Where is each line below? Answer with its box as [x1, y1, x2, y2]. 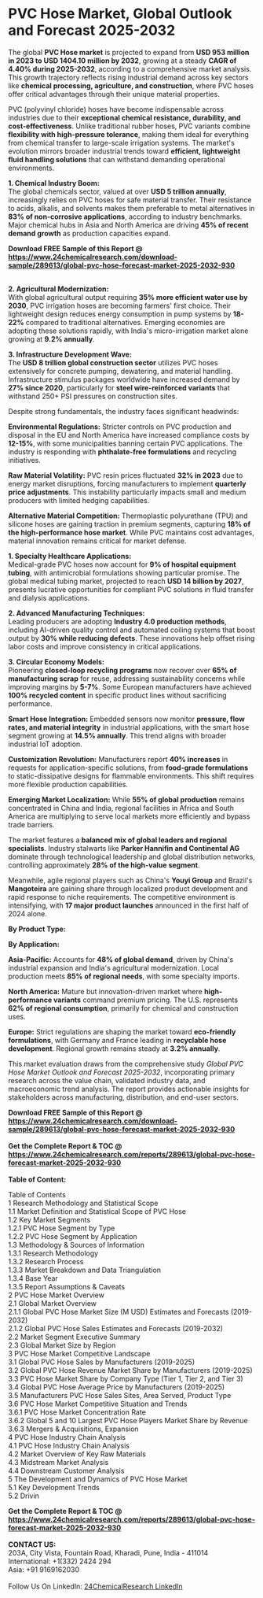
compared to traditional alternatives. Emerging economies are [25, 317, 225, 327]
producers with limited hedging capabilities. [8, 495, 150, 505]
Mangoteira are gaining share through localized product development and [8, 883, 248, 893]
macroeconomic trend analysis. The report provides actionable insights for [8, 1084, 250, 1093]
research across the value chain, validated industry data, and [8, 1075, 206, 1085]
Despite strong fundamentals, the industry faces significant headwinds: [8, 406, 239, 416]
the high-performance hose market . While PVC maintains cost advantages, [8, 527, 255, 537]
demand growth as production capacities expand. [8, 228, 171, 238]
